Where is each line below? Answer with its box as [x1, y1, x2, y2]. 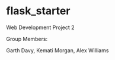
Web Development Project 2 [6, 24, 75, 31]
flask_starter [6, 4, 71, 18]
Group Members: [6, 35, 48, 42]
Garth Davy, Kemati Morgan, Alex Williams [6, 46, 109, 54]
